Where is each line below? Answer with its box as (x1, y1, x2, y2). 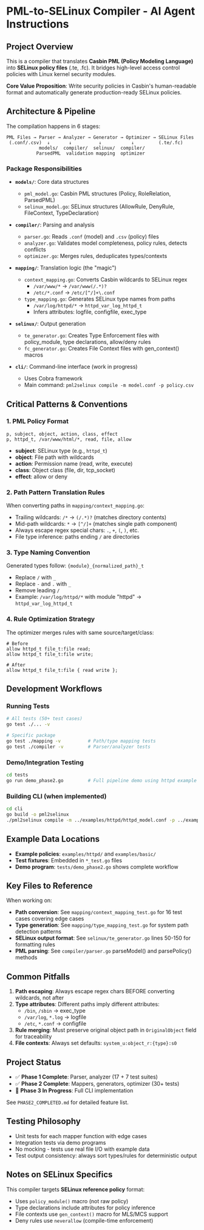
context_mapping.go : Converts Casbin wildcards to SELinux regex (24, 276, 188, 284)
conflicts (24, 246, 47, 253)
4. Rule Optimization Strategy (6, 615, 95, 623)
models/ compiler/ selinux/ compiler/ (38, 145, 146, 151)
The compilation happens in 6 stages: (6, 122, 101, 130)
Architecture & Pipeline (6, 107, 96, 117)
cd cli (6, 806, 23, 812)
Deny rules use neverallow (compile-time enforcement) (15, 1217, 154, 1224)
